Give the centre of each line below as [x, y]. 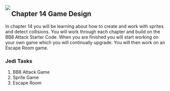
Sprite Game [26, 78]
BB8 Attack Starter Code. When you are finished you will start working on [82, 37]
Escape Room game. [27, 48]
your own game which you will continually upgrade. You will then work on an [85, 42]
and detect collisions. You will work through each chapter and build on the [83, 32]
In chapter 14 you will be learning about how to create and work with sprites [84, 26]
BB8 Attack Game [31, 72]
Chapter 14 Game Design [51, 14]
